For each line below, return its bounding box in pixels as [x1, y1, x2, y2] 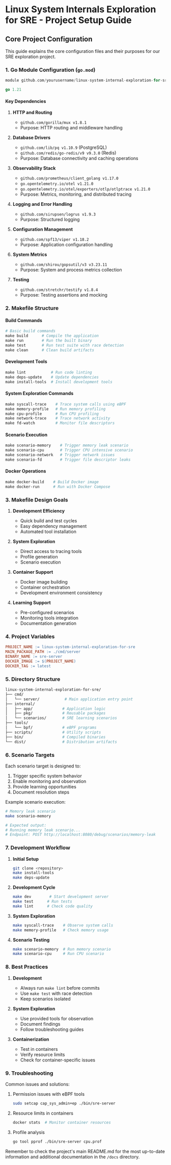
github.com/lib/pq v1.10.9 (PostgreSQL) [20, 144, 107, 151]
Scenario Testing [12, 937, 50, 943]
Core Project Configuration [5, 35, 93, 43]
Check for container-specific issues [20, 1056, 96, 1063]
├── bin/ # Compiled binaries [5, 734, 106, 739]
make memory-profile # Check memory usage [12, 928, 109, 933]
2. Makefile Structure [5, 305, 59, 312]
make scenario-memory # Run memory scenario [12, 946, 111, 951]
